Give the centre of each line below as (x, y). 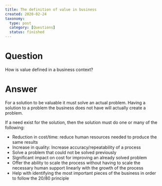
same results (25, 142)
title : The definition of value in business (51, 9)
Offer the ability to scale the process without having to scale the (76, 163)
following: (15, 127)
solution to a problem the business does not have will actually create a (75, 108)
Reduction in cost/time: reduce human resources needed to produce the (84, 137)
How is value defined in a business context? (49, 69)
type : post (20, 23)
